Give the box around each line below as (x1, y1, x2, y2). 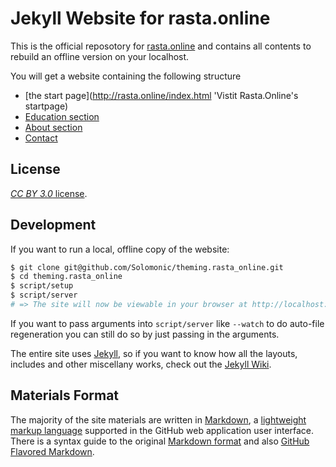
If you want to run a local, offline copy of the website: (10, 243, 230, 255)
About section (24, 121, 83, 133)
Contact (24, 132, 58, 144)
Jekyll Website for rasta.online (10, 7, 271, 30)
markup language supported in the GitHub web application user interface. (10, 424, 315, 436)
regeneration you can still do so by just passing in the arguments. (10, 328, 280, 340)
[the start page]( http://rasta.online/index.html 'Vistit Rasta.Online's (24, 89, 299, 101)
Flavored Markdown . (10, 445, 95, 457)
